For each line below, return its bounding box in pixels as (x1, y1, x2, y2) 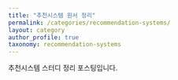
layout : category (8, 26, 65, 34)
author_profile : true (8, 33, 80, 42)
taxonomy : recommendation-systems (8, 41, 122, 49)
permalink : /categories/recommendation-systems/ (8, 19, 171, 27)
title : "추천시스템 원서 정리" (8, 11, 96, 20)
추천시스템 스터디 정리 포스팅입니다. (8, 64, 118, 73)
